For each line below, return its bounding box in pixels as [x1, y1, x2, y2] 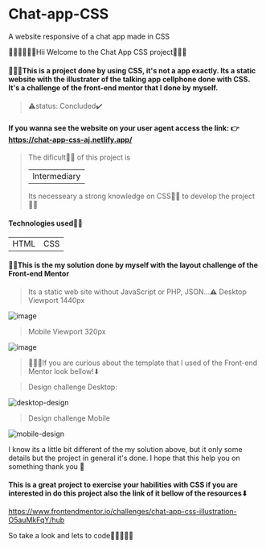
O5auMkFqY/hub [8, 515, 65, 525]
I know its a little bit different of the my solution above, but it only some [8, 444, 243, 454]
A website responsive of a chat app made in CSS [8, 31, 170, 41]
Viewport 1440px [27, 295, 85, 305]
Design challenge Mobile [27, 413, 111, 423]
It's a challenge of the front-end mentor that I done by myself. [8, 82, 219, 93]
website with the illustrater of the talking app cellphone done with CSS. [8, 74, 251, 84]
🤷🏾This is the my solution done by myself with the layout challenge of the [8, 260, 259, 270]
